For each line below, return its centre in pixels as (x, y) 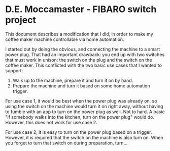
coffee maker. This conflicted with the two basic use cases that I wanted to (84, 65)
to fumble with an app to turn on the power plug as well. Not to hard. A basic (85, 112)
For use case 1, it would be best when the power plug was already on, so (81, 101)
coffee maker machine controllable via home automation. (65, 39)
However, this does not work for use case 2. (51, 122)
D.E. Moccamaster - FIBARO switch (81, 9)
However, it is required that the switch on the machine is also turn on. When (84, 137)
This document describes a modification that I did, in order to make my (79, 34)
